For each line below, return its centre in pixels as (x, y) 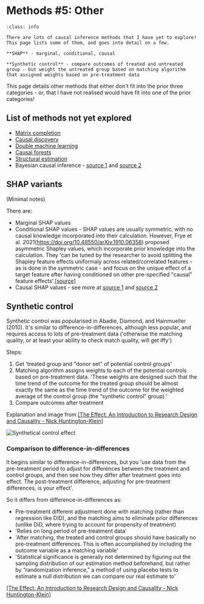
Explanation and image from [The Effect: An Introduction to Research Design (102, 415)
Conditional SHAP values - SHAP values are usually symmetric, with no (104, 229)
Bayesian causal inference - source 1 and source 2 (78, 165)
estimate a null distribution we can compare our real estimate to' (95, 576)
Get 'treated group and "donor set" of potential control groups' (93, 364)
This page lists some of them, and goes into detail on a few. (88, 43)
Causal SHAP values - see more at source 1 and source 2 (86, 287)
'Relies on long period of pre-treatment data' (71, 531)
